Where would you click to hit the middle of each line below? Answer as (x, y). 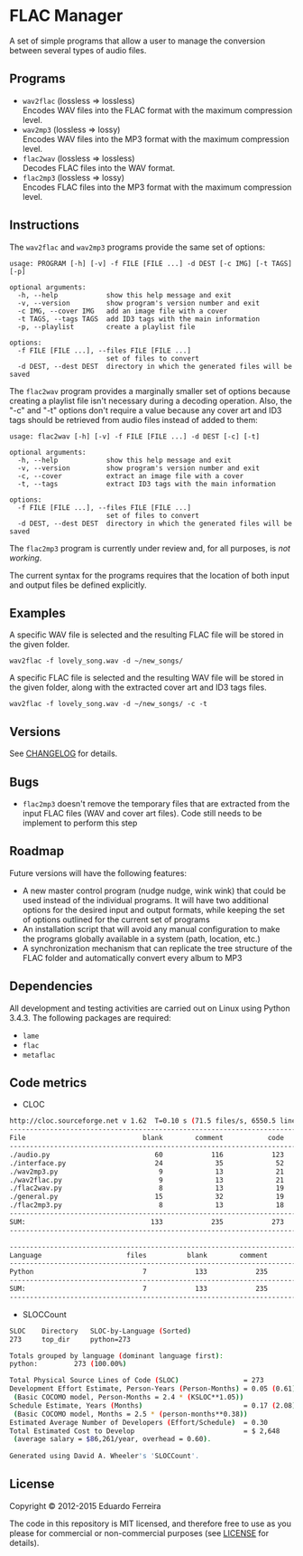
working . (26, 558)
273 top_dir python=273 (70, 1339)
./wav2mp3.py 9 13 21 (147, 1172)
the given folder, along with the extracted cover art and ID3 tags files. (138, 687)
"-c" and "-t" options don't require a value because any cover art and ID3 (146, 410)
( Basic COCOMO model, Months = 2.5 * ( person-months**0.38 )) (130, 1414)
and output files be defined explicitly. (78, 585)
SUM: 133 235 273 (147, 1221)
